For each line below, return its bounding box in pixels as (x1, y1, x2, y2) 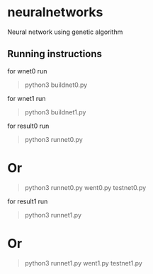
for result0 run (7, 121, 50, 130)
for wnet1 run (7, 94, 46, 102)
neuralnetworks (7, 4, 103, 20)
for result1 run (7, 197, 48, 205)
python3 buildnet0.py (24, 81, 88, 89)
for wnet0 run (7, 66, 47, 75)
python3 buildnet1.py (24, 107, 86, 117)
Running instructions (7, 48, 103, 60)
